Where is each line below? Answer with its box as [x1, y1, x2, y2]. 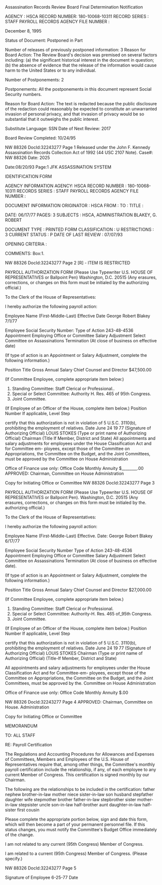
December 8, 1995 [5, 28, 42, 33]
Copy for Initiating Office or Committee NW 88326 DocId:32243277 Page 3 [5, 480, 155, 485]
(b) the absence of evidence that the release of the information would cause [5, 63, 157, 68]
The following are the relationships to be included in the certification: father [5, 787, 155, 792]
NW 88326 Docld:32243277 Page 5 [5, 865, 76, 871]
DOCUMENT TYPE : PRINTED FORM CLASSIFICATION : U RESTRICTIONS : [5, 226, 154, 232]
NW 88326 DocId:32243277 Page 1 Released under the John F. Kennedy [5, 145, 151, 150]
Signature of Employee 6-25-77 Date [5, 875, 78, 880]
